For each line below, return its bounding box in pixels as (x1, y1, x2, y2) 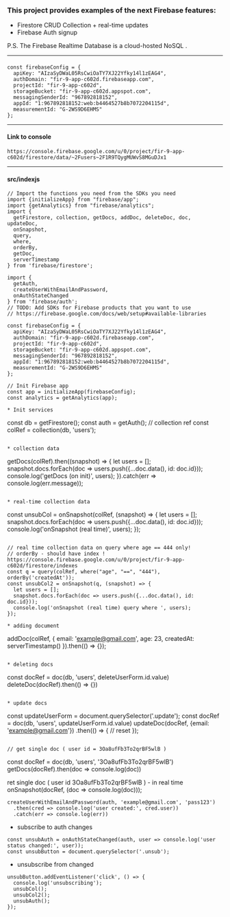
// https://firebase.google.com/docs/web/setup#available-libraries (7, 310, 207, 317)
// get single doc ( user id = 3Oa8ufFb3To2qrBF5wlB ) (7, 746, 167, 753)
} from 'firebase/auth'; (7, 298, 78, 306)
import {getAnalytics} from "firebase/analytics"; (7, 202, 155, 210)
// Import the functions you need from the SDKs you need (7, 190, 176, 197)
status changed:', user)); (7, 842, 84, 850)
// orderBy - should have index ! (7, 550, 106, 558)
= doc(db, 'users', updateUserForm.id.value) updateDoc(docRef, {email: (7, 719, 210, 727)
